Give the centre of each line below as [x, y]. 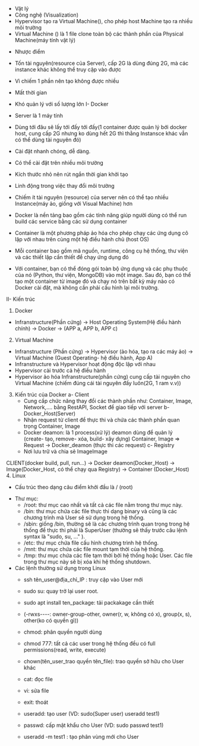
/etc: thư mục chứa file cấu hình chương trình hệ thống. [91, 543]
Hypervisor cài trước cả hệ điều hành [60, 370]
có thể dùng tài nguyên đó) [48, 140]
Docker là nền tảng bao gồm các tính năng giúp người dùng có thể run [101, 215]
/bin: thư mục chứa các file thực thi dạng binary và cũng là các [100, 511]
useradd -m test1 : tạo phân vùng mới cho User [81, 737]
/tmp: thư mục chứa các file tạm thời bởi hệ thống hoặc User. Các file [108, 555]
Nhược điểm [30, 52]
